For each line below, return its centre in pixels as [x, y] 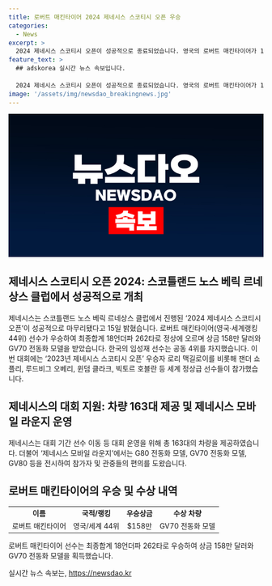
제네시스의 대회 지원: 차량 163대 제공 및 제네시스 [121, 407]
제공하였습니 [240, 443]
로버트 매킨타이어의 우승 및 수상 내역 [93, 491]
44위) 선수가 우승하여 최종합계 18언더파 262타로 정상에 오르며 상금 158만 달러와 [135, 338]
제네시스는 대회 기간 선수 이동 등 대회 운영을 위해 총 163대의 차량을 [113, 443]
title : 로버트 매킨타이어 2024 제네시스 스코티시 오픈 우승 [95, 17]
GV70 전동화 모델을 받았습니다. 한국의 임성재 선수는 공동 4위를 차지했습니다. [129, 348]
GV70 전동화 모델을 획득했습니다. [61, 555]
